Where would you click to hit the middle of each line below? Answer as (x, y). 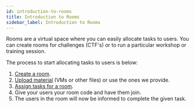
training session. (26, 51)
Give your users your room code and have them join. (78, 93)
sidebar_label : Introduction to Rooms (53, 22)
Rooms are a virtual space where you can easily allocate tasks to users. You (97, 39)
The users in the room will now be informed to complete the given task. (100, 99)
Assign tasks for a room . (44, 86)
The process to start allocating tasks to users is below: (72, 62)
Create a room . (32, 74)
